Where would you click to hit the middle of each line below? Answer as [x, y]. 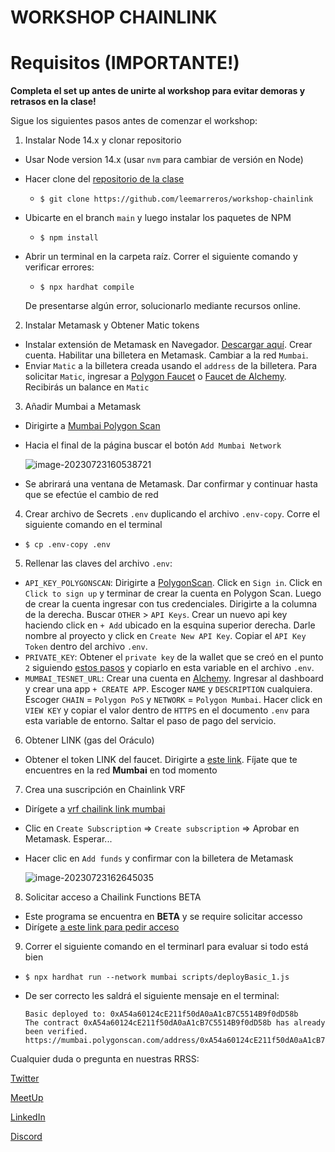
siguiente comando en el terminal [93, 525]
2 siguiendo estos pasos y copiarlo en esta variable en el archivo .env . [169, 668]
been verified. [56, 1032]
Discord [26, 1137]
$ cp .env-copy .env [67, 545]
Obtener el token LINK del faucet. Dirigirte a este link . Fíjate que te [161, 760]
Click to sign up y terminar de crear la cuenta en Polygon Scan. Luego [173, 593]
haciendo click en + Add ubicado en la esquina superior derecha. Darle [170, 625]
